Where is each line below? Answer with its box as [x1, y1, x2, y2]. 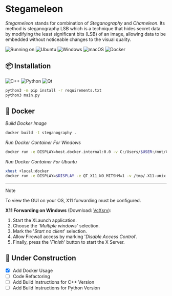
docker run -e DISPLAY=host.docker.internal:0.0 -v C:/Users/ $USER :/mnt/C [5, 150, 168, 155]
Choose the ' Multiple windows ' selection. [12, 222, 100, 228]
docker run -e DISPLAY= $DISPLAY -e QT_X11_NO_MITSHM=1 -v [5, 173, 132, 178]
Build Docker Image [5, 120, 47, 126]
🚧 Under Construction [5, 254, 76, 263]
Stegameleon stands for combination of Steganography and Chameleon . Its [5, 20, 165, 26]
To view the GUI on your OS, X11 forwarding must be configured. [5, 197, 141, 203]
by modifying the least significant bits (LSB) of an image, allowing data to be [5, 31, 166, 37]
